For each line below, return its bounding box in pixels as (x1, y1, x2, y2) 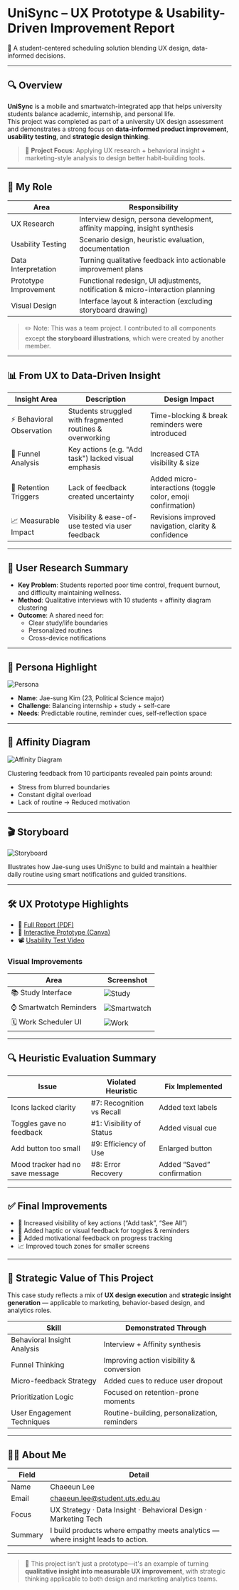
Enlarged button (159, 1143, 213, 1153)
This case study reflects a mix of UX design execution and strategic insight (7, 1291, 232, 1299)
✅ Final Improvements (7, 1200, 108, 1212)
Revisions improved (150, 512, 216, 522)
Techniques (11, 1417, 51, 1427)
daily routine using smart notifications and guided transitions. (7, 870, 187, 878)
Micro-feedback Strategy (11, 1376, 97, 1386)
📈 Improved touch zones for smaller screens (17, 1242, 150, 1251)
